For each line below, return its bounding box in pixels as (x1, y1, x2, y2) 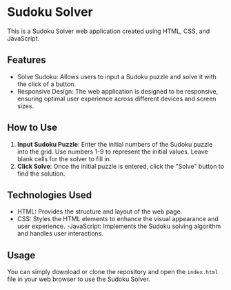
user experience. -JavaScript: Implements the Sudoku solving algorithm (17, 222, 221, 231)
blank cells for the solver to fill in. (17, 154, 112, 163)
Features (7, 54, 46, 66)
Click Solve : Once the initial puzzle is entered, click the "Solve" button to (17, 162, 225, 170)
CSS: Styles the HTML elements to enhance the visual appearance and (17, 215, 219, 223)
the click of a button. (17, 80, 77, 88)
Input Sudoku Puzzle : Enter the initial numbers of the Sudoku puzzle (17, 140, 213, 148)
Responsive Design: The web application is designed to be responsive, (17, 87, 219, 95)
